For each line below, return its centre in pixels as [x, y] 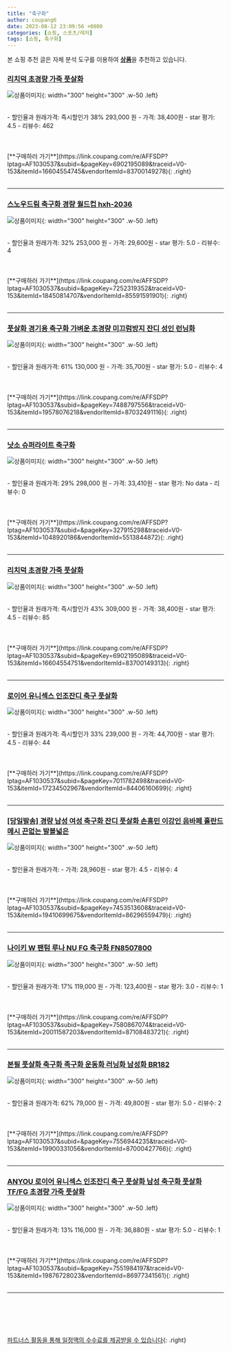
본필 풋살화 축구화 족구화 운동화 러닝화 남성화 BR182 [88, 1065]
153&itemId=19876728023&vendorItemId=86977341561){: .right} [99, 1276]
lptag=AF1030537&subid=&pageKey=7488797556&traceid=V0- [97, 405]
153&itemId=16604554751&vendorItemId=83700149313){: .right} [98, 663]
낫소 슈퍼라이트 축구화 [41, 445]
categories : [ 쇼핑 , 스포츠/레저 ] [50, 33]
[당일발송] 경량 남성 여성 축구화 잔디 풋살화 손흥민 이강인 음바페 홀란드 [115, 821]
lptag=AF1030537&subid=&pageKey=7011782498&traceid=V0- [96, 780]
